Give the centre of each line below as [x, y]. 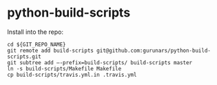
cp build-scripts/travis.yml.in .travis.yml [72, 75]
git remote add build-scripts [51, 50]
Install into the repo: [35, 32]
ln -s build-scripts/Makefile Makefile [64, 68]
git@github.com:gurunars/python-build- [154, 50]
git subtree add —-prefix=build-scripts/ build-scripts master [100, 63]
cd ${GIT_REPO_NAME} [37, 44]
